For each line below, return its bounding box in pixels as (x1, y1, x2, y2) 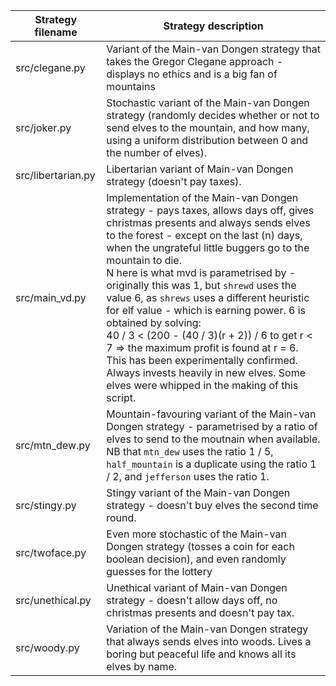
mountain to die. (106, 254, 182, 267)
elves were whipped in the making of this (106, 379, 299, 392)
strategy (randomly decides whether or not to (106, 109, 320, 122)
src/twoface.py (15, 546, 87, 559)
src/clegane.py (15, 61, 86, 74)
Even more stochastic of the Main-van (106, 527, 287, 541)
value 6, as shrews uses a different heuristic (106, 291, 310, 304)
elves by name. (106, 660, 178, 673)
